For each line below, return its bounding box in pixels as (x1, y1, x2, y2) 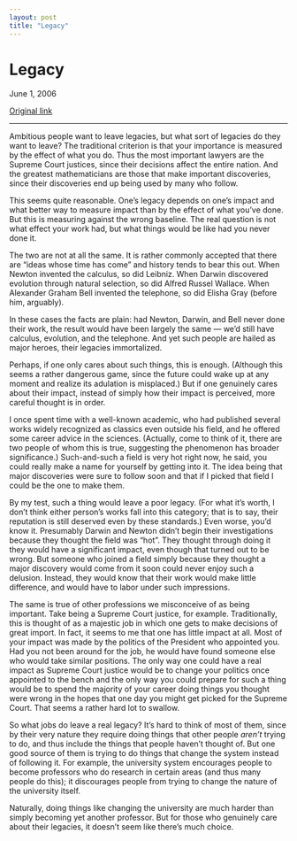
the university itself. (9, 785, 81, 797)
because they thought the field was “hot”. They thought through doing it (9, 535, 271, 545)
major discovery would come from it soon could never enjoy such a (9, 563, 255, 574)
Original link (9, 105, 53, 116)
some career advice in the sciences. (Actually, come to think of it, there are (9, 433, 283, 444)
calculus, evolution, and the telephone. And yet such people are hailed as (9, 333, 276, 343)
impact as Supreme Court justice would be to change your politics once (9, 665, 270, 675)
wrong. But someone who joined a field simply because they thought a (9, 554, 266, 565)
